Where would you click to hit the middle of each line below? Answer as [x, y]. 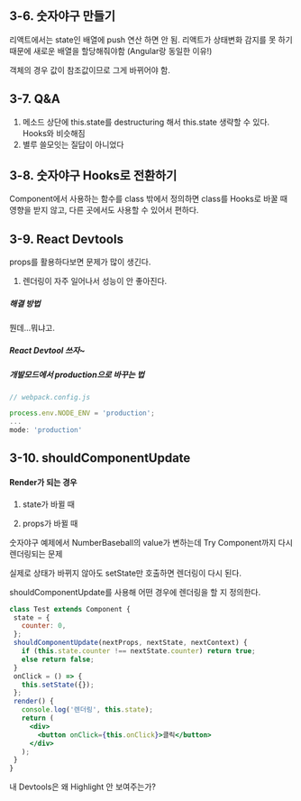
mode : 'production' [46, 430]
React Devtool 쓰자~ [47, 350]
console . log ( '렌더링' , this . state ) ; [87, 710]
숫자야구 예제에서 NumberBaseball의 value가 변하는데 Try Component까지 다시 [151, 542]
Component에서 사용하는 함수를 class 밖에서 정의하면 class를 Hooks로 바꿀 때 [149, 199]
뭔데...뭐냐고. [32, 328]
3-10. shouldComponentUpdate [100, 458]
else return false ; [58, 659]
